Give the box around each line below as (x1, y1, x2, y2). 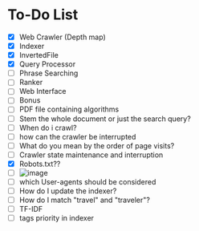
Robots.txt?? (18, 159, 61, 168)
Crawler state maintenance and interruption (18, 150, 164, 160)
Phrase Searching (18, 68, 79, 78)
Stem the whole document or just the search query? (18, 114, 192, 124)
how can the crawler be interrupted (18, 132, 136, 141)
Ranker (18, 78, 43, 87)
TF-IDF (18, 205, 43, 214)
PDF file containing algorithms (18, 104, 120, 114)
